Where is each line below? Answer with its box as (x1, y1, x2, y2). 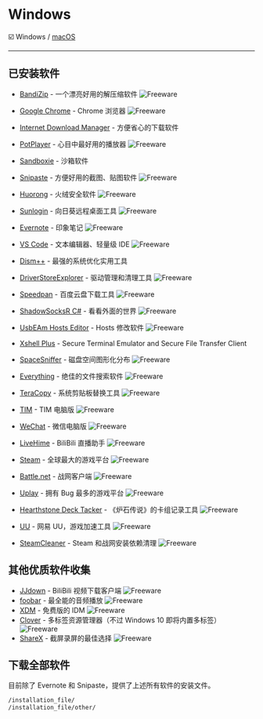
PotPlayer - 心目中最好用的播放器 (19, 139, 127, 148)
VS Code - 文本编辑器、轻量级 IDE (19, 239, 131, 249)
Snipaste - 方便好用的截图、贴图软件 (19, 173, 138, 182)
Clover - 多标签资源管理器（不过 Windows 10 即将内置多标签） (19, 615, 222, 625)
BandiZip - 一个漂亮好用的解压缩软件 (19, 89, 139, 99)
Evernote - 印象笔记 (19, 222, 84, 232)
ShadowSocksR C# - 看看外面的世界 (19, 306, 137, 316)
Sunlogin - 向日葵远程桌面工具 (19, 206, 117, 215)
